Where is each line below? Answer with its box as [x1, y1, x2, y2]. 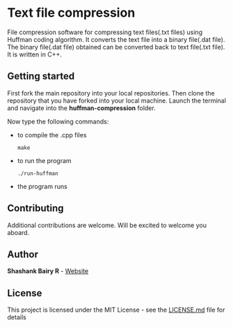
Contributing [7, 202, 64, 214]
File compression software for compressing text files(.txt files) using [7, 28, 203, 36]
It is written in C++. [7, 50, 63, 59]
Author [7, 248, 38, 260]
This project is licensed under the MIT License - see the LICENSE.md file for [7, 305, 225, 314]
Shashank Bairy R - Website [7, 267, 89, 275]
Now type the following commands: [7, 117, 109, 126]
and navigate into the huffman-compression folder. [7, 103, 156, 112]
